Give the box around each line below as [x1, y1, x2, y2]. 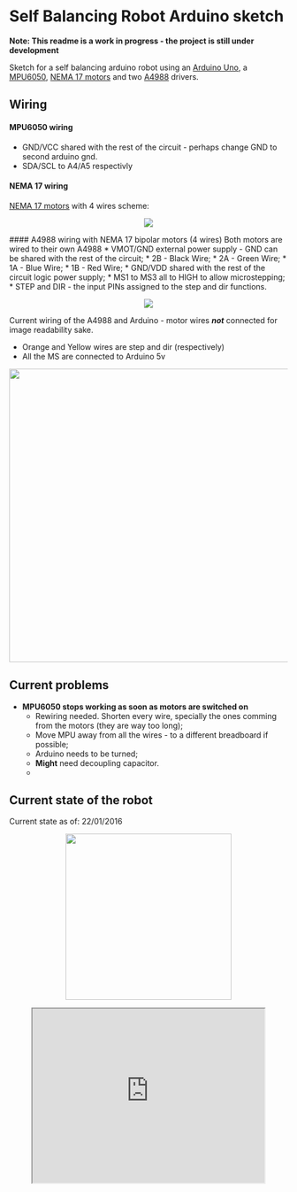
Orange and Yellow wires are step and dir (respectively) [21, 341, 225, 352]
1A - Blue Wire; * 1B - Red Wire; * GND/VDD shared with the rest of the [9, 262, 266, 273]
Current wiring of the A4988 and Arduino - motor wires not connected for [9, 314, 278, 325]
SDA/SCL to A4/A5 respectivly [21, 160, 133, 171]
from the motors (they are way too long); [34, 720, 184, 731]
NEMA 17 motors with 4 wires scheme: [9, 200, 150, 211]
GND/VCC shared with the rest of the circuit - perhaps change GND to [21, 142, 278, 152]
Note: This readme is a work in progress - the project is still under [9, 35, 255, 46]
